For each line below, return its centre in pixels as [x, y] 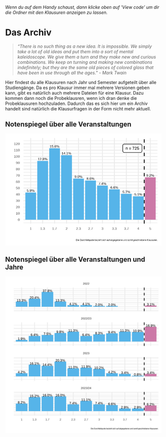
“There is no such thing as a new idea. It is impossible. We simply [84, 46]
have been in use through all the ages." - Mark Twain [72, 73]
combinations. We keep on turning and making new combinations [85, 62]
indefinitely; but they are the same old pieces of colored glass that [85, 67]
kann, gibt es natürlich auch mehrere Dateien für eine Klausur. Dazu [75, 93]
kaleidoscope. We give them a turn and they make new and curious [87, 57]
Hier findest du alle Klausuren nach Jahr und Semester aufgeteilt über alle [81, 82]
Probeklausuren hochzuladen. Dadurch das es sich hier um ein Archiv [77, 103]
